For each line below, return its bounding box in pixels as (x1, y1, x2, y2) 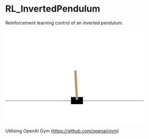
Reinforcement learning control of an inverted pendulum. (5, 20, 123, 26)
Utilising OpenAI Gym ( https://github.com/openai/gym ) (5, 127, 119, 134)
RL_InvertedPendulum (5, 3, 101, 15)
